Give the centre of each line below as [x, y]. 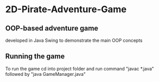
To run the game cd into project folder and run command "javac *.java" [80, 69]
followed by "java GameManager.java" [46, 74]
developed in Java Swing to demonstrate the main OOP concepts [74, 40]
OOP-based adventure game [52, 28]
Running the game [35, 56]
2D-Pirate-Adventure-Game [66, 9]
